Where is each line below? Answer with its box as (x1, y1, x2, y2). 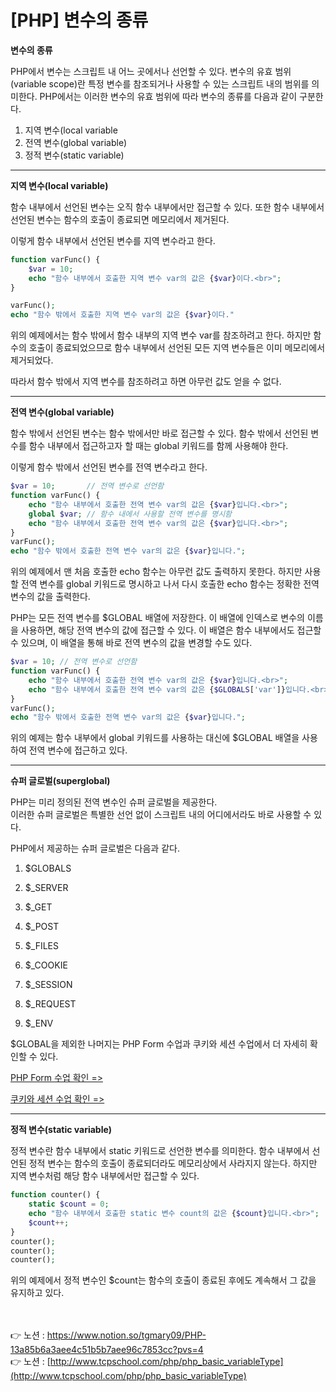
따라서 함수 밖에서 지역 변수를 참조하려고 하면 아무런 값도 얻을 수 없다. (10, 376, 282, 388)
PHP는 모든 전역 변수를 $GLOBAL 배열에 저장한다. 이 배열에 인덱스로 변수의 (10, 612, 305, 624)
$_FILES (24, 940, 59, 952)
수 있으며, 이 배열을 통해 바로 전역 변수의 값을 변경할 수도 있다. (10, 637, 253, 649)
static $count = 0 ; (28, 1199, 110, 1210)
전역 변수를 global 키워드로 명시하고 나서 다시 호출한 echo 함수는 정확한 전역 (20, 578, 320, 590)
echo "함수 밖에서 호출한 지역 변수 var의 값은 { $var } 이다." (10, 310, 235, 320)
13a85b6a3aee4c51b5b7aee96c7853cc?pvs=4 (10, 1344, 204, 1356)
